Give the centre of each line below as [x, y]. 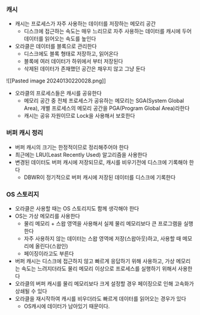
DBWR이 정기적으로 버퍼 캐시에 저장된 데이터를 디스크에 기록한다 [100, 177]
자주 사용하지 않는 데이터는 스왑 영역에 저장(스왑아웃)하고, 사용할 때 [102, 238]
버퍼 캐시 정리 [25, 133]
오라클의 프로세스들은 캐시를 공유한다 [58, 93]
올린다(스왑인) [51, 246]
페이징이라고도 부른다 [49, 253]
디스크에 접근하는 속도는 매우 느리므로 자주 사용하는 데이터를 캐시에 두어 [108, 31]
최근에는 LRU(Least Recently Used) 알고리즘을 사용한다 [81, 154]
